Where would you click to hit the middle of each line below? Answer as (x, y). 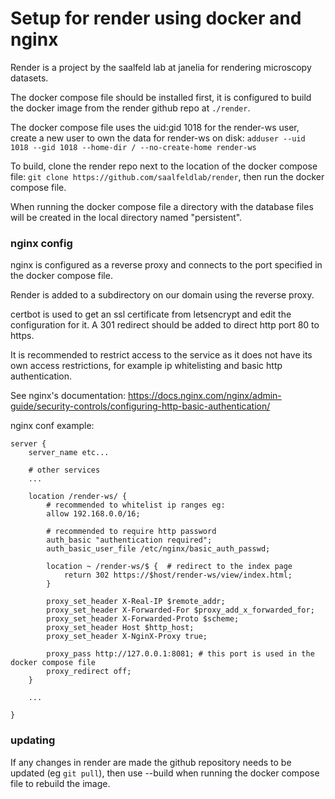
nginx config (41, 243)
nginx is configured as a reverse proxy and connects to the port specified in (166, 265)
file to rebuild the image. (60, 783)
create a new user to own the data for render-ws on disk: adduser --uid (158, 138)
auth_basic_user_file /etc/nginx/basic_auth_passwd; (158, 549)
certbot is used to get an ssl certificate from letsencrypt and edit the (151, 314)
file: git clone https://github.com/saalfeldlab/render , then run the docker (167, 176)
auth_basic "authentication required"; (129, 540)
